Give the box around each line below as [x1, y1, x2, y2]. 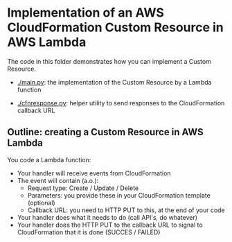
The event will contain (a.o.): [17, 176, 99, 184]
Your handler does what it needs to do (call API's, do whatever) [17, 213, 198, 221]
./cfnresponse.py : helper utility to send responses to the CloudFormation [17, 98, 225, 107]
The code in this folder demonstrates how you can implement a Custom [7, 57, 211, 65]
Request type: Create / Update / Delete [27, 184, 139, 192]
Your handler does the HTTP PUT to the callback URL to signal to [17, 221, 203, 229]
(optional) [27, 198, 55, 207]
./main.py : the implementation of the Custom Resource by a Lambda [17, 78, 212, 86]
